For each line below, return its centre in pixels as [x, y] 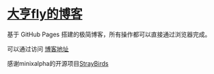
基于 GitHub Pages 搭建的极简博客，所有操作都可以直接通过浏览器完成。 [109, 34]
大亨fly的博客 [45, 14]
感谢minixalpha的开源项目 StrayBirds [58, 63]
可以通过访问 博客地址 [38, 49]
